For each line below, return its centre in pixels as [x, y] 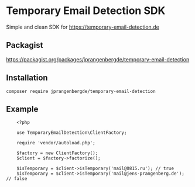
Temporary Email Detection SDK [86, 11]
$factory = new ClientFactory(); [57, 153]
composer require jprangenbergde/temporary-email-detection [81, 91]
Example [22, 109]
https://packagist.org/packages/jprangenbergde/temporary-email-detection [98, 59]
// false [17, 179]
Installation [27, 78]
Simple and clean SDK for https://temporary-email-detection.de [83, 27]
